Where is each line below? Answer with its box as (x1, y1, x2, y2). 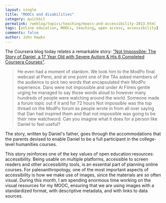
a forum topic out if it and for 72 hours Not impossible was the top (17, 100, 152, 106)
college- (139, 136, 157, 142)
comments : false (5, 30, 39, 35)
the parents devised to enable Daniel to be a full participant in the (5, 136, 139, 142)
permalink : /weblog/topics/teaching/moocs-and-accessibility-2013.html (5, 21, 156, 26)
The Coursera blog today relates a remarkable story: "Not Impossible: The (5, 48, 156, 54)
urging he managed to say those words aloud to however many (17, 90, 146, 96)
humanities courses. (15, 141, 57, 147)
